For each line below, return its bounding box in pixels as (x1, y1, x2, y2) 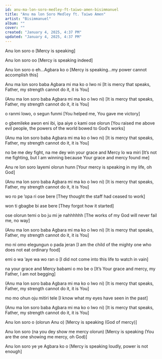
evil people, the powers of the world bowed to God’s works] (5, 125, 125, 131)
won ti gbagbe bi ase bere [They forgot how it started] (5, 203, 114, 209)
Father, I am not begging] (5, 271, 56, 276)
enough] (5, 348, 22, 354)
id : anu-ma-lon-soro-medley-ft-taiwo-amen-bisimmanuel (5, 7, 119, 12)
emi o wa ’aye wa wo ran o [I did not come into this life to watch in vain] (5, 256, 149, 262)
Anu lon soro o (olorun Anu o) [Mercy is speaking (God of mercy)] (5, 319, 138, 325)
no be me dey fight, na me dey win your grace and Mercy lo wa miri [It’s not (5, 149, 157, 155)
